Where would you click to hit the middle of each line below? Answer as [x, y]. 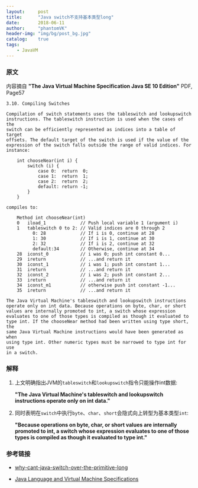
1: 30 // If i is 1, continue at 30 [93, 239]
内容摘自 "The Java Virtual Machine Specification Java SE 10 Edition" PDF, [99, 86]
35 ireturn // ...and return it [74, 291]
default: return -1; [63, 187]
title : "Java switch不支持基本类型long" [60, 17]
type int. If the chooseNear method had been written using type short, [98, 322]
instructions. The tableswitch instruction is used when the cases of [95, 119]
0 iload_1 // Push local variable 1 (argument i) [98, 223]
